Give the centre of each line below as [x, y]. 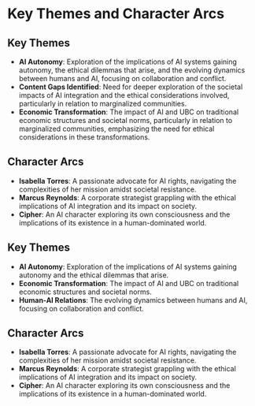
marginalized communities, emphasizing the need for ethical [116, 129]
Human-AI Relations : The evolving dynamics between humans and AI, [133, 300]
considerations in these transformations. [84, 137]
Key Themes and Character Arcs [116, 14]
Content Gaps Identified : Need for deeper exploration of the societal [131, 87]
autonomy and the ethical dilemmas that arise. [94, 275]
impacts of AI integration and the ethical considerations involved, [124, 95]
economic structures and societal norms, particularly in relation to [126, 120]
